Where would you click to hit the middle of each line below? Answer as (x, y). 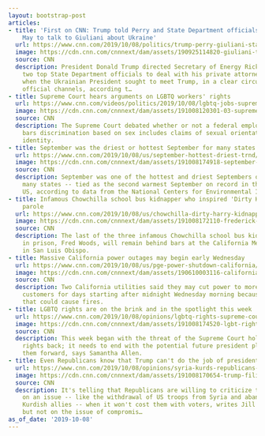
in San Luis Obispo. (56, 250)
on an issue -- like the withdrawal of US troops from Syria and (132, 397)
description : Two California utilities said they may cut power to (129, 288)
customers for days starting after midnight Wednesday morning (129, 295)
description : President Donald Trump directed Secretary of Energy (129, 67)
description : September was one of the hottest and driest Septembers (134, 177)
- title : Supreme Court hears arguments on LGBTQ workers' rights (119, 96)
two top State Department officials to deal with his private (127, 74)
